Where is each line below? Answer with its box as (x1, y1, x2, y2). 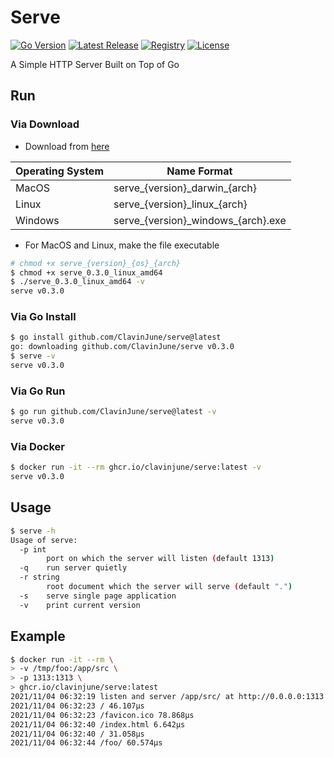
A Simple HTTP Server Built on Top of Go (10, 58, 180, 70)
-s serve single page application (19, 591, 177, 601)
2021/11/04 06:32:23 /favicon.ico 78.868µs (10, 710, 195, 720)
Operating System (15, 164, 104, 178)
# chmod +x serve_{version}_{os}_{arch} (10, 258, 182, 268)
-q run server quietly (19, 563, 128, 573)
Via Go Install (10, 310, 77, 324)
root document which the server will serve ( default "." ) (46, 582, 293, 592)
